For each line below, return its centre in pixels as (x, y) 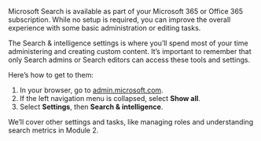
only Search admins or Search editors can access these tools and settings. (129, 60)
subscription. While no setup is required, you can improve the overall (119, 20)
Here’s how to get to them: (51, 75)
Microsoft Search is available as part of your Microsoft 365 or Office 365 (126, 11)
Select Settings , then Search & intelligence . (91, 107)
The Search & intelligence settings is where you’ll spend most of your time (129, 43)
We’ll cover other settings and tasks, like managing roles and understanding (131, 122)
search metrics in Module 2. (53, 130)
